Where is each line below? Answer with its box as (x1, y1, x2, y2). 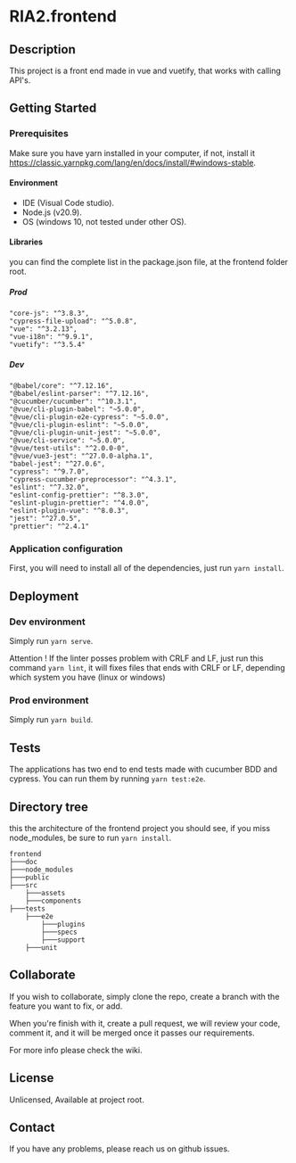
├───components (25, 896, 82, 905)
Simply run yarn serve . (9, 636, 94, 647)
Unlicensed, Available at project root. (9, 1094, 144, 1105)
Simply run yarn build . (9, 714, 94, 725)
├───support (41, 935, 86, 944)
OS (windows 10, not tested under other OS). (21, 216, 187, 227)
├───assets (25, 888, 66, 897)
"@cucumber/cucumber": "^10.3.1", (9, 397, 138, 407)
